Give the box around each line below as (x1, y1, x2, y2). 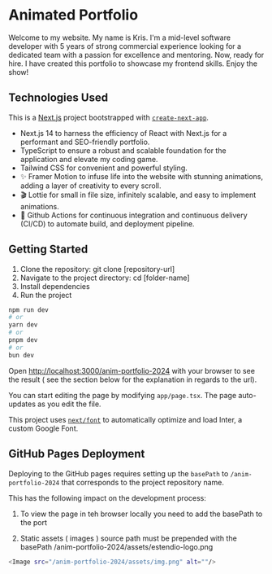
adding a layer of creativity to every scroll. (19, 181, 162, 191)
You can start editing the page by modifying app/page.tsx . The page (8, 390, 237, 400)
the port (19, 517, 47, 527)
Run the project (19, 290, 72, 300)
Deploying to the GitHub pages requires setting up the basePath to (8, 468, 229, 478)
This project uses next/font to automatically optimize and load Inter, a (8, 414, 243, 424)
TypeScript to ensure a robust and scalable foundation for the (19, 145, 227, 156)
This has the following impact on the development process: (8, 493, 207, 502)
